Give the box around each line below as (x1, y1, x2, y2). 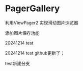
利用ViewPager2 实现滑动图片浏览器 (5, 20, 79, 25)
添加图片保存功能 (5, 30, 40, 36)
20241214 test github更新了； (5, 50, 65, 56)
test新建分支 (5, 60, 30, 66)
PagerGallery (5, 3, 60, 14)
